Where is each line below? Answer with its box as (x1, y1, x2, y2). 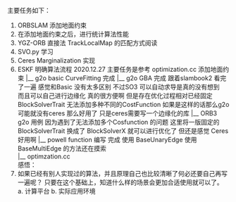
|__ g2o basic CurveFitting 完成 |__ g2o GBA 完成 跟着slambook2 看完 (25, 74, 227, 82)
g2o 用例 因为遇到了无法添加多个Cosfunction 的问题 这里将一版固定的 (17, 118, 220, 126)
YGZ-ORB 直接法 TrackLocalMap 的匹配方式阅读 (17, 39, 158, 47)
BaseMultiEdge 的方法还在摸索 (17, 144, 107, 153)
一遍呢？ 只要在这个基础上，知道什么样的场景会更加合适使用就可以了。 (17, 178, 223, 187)
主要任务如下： (7, 6, 51, 14)
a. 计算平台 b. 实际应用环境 (17, 187, 97, 195)
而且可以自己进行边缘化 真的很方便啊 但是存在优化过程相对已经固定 (17, 91, 213, 100)
